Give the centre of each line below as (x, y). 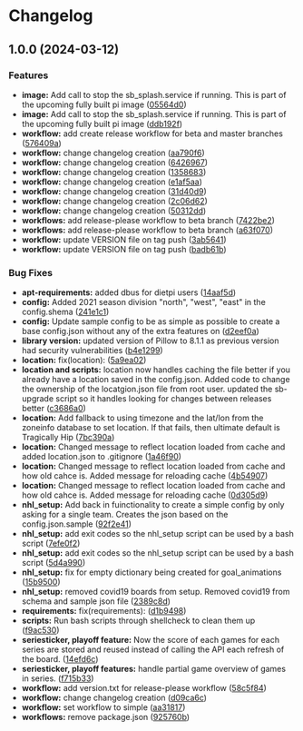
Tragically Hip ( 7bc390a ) (68, 438)
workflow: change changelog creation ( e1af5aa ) (112, 182)
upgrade (38, 399)
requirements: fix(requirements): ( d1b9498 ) (104, 611)
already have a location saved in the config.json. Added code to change (156, 380)
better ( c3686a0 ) (54, 409)
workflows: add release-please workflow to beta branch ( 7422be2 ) (148, 220)
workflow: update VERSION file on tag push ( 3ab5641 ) (124, 239)
